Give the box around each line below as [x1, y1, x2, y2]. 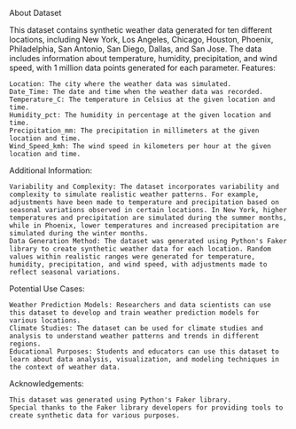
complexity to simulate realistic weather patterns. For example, [9, 190, 260, 199]
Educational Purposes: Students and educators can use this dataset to [9, 347, 279, 356]
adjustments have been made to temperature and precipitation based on [9, 198, 279, 207]
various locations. [9, 316, 82, 325]
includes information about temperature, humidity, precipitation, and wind [9, 53, 277, 63]
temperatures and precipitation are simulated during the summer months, [9, 213, 288, 222]
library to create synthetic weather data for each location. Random [9, 244, 272, 253]
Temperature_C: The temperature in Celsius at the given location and [9, 95, 276, 104]
